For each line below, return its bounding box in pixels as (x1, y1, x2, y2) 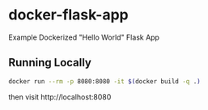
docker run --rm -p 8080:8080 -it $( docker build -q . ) (8, 77, 201, 86)
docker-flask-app (8, 6, 129, 24)
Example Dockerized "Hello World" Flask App (8, 32, 160, 42)
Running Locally (8, 56, 91, 70)
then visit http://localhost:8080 (8, 91, 112, 102)
